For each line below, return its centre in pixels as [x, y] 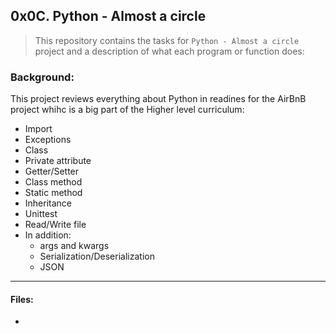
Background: [42, 77]
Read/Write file [55, 225]
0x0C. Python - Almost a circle [108, 16]
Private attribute [58, 161]
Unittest [41, 214]
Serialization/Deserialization [97, 256]
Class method [53, 182]
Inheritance [48, 203]
